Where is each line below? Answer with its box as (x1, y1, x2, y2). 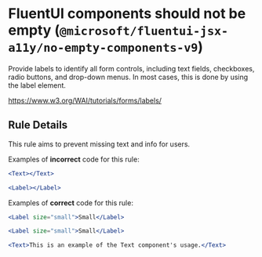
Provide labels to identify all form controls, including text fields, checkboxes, (8, 63, 255, 73)
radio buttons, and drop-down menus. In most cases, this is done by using (8, 72, 249, 81)
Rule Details (8, 118, 68, 132)
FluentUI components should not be (8, 5, 246, 23)
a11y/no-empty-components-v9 (8, 41, 198, 56)
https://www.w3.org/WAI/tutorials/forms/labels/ (8, 96, 162, 105)
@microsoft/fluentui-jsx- (59, 24, 229, 39)
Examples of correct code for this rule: (8, 197, 133, 208)
